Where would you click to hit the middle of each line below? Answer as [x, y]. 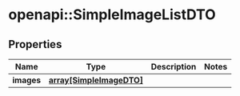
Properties [35, 44]
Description [174, 67]
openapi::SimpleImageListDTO [112, 15]
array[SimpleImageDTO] [96, 80]
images [27, 80]
